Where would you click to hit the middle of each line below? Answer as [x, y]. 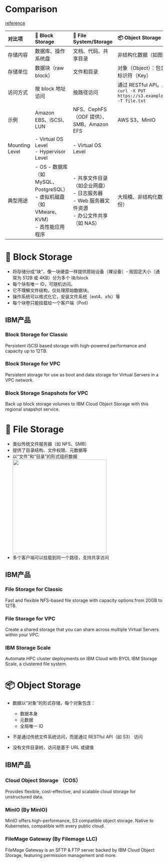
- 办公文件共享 [90, 215]
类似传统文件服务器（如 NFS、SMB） [51, 444]
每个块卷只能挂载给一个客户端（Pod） [51, 303]
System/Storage [93, 42]
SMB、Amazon [91, 124]
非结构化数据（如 [137, 55]
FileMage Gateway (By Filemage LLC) [51, 839]
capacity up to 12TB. [26, 351]
